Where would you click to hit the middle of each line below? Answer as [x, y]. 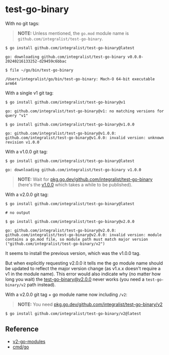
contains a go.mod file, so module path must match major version [77, 239]
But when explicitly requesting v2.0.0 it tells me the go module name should [84, 263]
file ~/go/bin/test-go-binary [41, 70]
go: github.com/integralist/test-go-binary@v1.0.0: [61, 133]
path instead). [41, 284]
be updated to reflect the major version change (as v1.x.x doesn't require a [83, 268]
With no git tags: [22, 23]
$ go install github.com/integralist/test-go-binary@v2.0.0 [70, 221]
